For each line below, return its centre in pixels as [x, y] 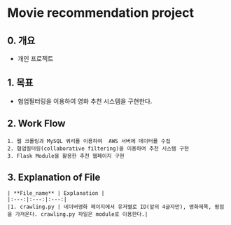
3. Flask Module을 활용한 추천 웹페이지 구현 [66, 156]
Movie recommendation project [101, 13]
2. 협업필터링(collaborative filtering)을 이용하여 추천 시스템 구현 [98, 149]
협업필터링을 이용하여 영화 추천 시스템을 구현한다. [85, 101]
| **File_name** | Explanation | [56, 193]
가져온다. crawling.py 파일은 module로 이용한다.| [82, 214]
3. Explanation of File [54, 178]
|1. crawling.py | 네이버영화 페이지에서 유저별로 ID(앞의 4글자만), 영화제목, [110, 207]
